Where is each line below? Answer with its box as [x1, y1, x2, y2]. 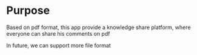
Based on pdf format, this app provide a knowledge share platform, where [6, 24, 191, 31]
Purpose [6, 4, 50, 18]
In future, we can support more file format [6, 42, 111, 49]
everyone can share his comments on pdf [6, 30, 110, 37]
